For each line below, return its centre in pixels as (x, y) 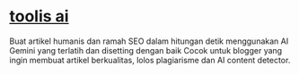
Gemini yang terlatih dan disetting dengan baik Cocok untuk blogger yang (146, 50)
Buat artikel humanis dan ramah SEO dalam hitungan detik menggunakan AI (149, 41)
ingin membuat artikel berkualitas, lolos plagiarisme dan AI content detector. (150, 60)
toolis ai (39, 16)
